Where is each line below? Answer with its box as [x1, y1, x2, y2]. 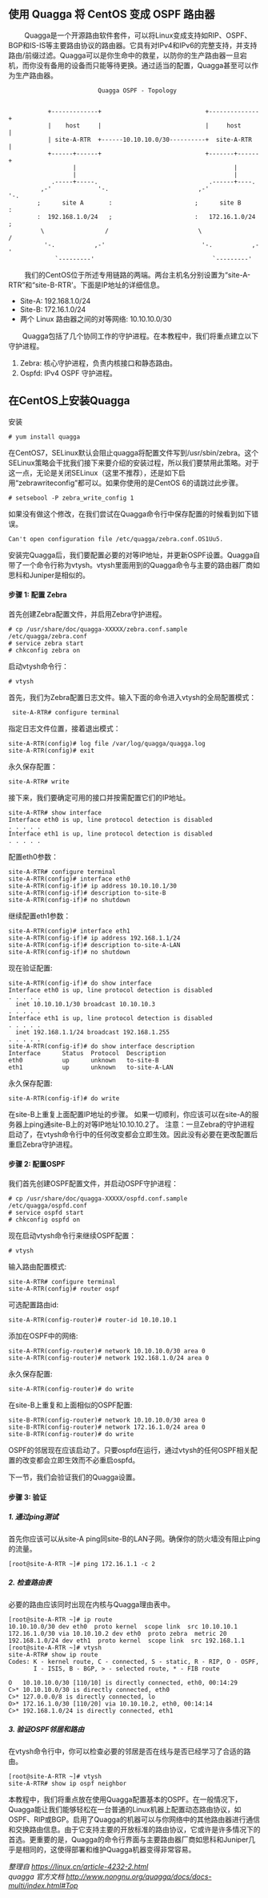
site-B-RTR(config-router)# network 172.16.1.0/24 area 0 [8, 1423, 206, 1431]
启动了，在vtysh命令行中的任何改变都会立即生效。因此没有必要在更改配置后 [8, 1129, 258, 1139]
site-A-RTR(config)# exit [8, 747, 94, 755]
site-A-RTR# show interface [8, 808, 102, 816]
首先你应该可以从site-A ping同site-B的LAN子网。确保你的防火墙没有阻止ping [8, 1534, 261, 1544]
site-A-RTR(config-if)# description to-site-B [8, 888, 166, 896]
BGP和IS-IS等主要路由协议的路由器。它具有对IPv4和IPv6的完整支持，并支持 [8, 40, 258, 50]
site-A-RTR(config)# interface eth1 [8, 927, 130, 935]
